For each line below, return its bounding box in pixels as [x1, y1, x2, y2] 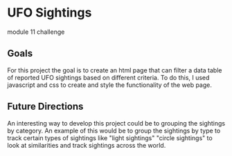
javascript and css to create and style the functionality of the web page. [7, 81, 213, 89]
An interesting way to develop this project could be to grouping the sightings [7, 119, 226, 127]
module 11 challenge [7, 28, 65, 36]
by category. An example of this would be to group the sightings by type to [7, 126, 221, 135]
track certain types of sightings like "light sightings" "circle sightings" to [7, 133, 213, 142]
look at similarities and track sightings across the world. [7, 141, 166, 149]
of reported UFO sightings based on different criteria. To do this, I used [7, 73, 210, 81]
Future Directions [7, 101, 84, 113]
